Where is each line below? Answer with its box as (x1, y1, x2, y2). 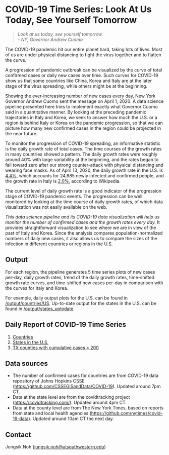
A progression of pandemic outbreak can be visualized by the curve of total (5, 67, 162, 73)
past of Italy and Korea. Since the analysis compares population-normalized (5, 230, 163, 236)
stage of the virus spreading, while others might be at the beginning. (5, 83, 148, 89)
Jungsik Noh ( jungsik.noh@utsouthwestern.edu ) (5, 444, 106, 450)
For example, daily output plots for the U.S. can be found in (5, 295, 128, 301)
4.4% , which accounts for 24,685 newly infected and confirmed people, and (5, 172, 164, 178)
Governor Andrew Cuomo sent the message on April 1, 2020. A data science (5, 98, 164, 104)
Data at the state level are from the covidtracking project (12, 394, 130, 400)
